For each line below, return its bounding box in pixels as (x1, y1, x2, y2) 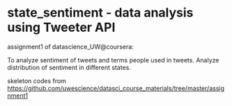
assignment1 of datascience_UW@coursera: (7, 42, 134, 51)
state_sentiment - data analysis (7, 5, 194, 21)
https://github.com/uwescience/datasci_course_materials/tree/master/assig (7, 84, 225, 92)
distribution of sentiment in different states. (7, 63, 131, 71)
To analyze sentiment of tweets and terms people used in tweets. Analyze (7, 55, 219, 64)
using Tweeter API (7, 19, 116, 35)
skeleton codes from (7, 76, 66, 85)
